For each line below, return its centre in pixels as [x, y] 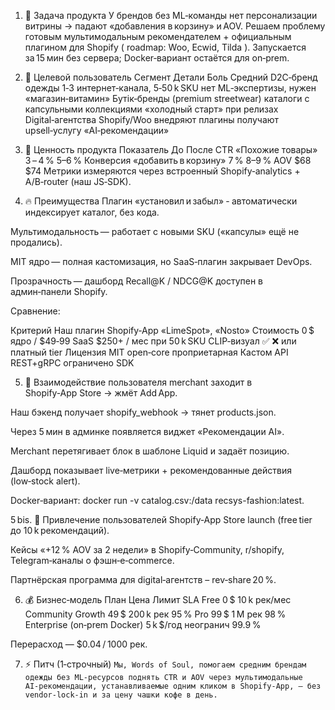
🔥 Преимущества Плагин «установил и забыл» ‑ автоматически [161, 201]
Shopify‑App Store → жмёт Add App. [101, 393]
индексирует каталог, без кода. [92, 212]
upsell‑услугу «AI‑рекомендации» [97, 130]
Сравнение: [35, 311]
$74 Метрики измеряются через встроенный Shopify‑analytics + [162, 171]
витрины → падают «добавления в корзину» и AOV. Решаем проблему [175, 26]
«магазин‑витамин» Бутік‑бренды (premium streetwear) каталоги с [167, 98]
